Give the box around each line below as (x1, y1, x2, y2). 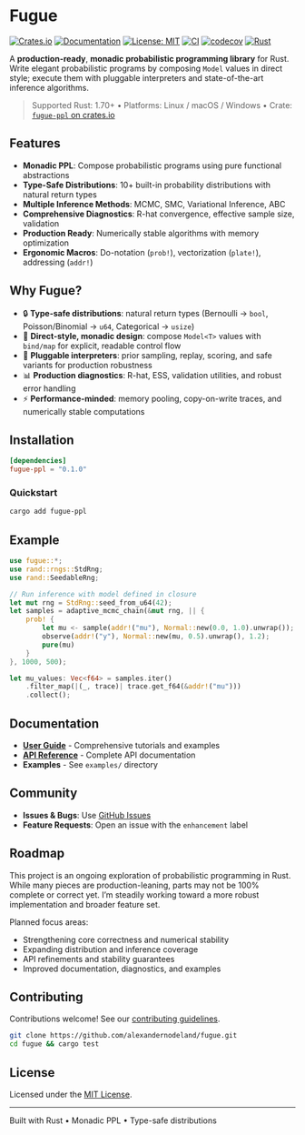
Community (9, 786, 78, 801)
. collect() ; (25, 690, 71, 700)
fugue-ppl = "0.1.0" (9, 465, 88, 474)
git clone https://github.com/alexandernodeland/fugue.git (9, 1031, 238, 1040)
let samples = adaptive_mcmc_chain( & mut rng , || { (9, 607, 205, 616)
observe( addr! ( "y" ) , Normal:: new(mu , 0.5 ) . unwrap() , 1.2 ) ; (42, 632, 271, 641)
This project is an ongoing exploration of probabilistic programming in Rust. (9, 869, 291, 880)
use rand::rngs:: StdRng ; (9, 565, 103, 574)
